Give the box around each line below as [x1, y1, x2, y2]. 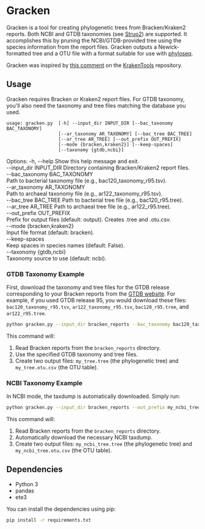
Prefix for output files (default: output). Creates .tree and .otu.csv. [6, 216, 171, 223]
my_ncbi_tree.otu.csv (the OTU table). [15, 447, 112, 454]
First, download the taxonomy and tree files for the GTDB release [6, 284, 170, 291]
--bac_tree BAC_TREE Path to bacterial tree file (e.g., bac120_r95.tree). [6, 196, 184, 204]
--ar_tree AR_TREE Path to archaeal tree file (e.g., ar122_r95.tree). [6, 202, 171, 210]
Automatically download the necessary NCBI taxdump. [15, 434, 153, 441]
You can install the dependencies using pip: [6, 505, 116, 513]
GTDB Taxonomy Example [6, 269, 85, 278]
